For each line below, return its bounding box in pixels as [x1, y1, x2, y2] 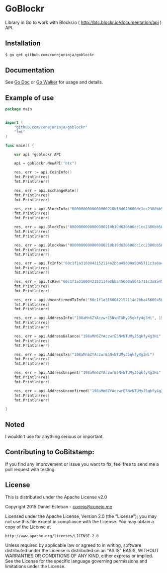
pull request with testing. [5, 466, 56, 472]
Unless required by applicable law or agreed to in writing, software [5, 542, 142, 548]
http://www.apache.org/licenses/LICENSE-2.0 [5, 533, 99, 538]
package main [5, 107, 32, 112]
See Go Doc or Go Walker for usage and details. [5, 79, 103, 85]
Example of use [5, 93, 54, 102]
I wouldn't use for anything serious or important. [5, 433, 104, 440]
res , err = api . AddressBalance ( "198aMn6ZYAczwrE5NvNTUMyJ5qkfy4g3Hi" [14, 333, 162, 338]
